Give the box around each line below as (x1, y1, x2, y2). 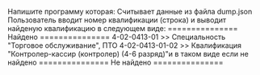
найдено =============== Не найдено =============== (7, 57, 224, 67)
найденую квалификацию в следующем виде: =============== (7, 24, 239, 33)
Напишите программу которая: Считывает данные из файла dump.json (7, 7, 253, 16)
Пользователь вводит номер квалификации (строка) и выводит (7, 15, 227, 25)
